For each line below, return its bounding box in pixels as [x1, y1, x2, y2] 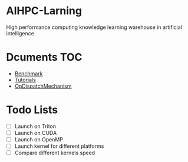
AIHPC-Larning [6, 4, 83, 18]
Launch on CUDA [14, 129, 57, 136]
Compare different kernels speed [14, 149, 95, 157]
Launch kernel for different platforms [14, 143, 104, 150]
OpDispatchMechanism [14, 82, 72, 90]
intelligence [6, 29, 34, 37]
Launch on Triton [14, 123, 57, 130]
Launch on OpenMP [14, 135, 64, 143]
